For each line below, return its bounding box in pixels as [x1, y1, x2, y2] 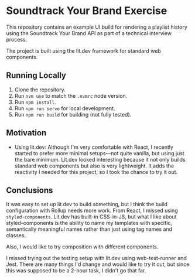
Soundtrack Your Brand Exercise [6, 4, 167, 18]
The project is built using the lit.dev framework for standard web [6, 47, 161, 54]
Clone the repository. [14, 86, 66, 93]
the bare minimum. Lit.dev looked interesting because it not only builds [14, 156, 186, 163]
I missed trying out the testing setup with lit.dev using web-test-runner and [6, 255, 187, 262]
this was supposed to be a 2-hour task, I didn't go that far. [6, 267, 146, 274]
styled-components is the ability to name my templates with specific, [6, 220, 173, 227]
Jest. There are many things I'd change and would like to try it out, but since [6, 261, 190, 268]
